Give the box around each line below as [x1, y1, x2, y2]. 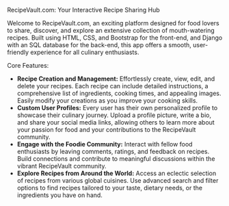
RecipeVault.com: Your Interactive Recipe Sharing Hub [7, 6, 161, 14]
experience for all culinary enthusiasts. [30, 48, 139, 56]
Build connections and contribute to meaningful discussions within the [16, 155, 215, 163]
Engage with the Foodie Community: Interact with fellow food [16, 140, 193, 148]
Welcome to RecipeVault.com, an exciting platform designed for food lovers [7, 19, 220, 27]
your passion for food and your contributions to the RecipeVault [16, 126, 196, 133]
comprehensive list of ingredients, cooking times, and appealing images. [16, 89, 221, 97]
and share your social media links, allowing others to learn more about [16, 118, 215, 126]
